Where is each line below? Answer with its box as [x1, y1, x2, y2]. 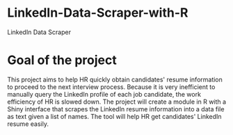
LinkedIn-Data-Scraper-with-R [7, 5, 188, 21]
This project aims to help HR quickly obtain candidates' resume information [7, 75, 223, 84]
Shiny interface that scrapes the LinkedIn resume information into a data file [7, 104, 225, 113]
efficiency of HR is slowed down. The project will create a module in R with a [7, 97, 227, 106]
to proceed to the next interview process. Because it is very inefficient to [7, 82, 216, 91]
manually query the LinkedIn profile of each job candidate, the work [7, 90, 202, 98]
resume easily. [7, 120, 49, 128]
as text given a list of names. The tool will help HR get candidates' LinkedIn [7, 112, 222, 120]
